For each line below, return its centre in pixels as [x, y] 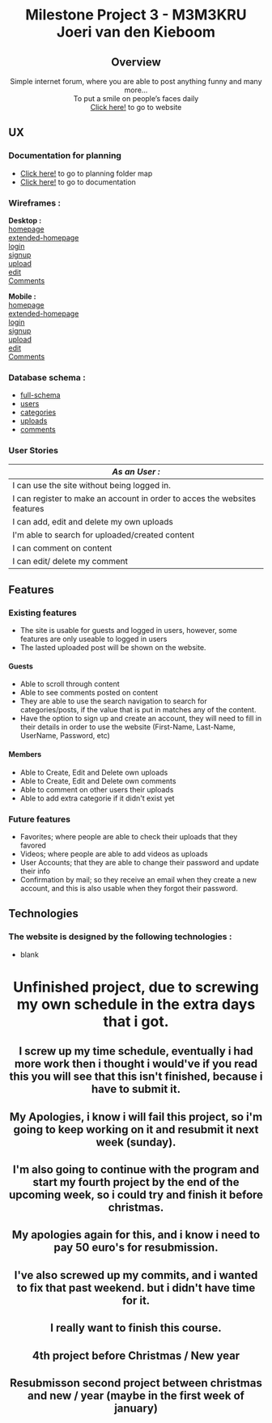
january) [136, 1408]
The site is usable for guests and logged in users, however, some [128, 631]
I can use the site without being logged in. [92, 485]
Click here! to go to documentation [78, 182]
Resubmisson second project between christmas [136, 1383]
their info [35, 871]
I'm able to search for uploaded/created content [104, 534]
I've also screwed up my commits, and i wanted [136, 1275]
